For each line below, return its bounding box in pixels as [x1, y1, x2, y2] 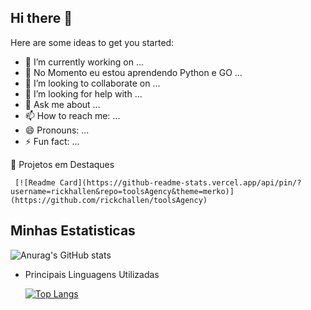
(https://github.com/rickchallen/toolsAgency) [10, 195, 208, 205]
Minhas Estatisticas [10, 222, 136, 240]
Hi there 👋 [10, 10, 73, 27]
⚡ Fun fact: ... [24, 135, 80, 147]
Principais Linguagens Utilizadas [24, 268, 160, 280]
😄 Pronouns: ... [24, 124, 90, 136]
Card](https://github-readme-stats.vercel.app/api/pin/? [59, 177, 302, 188]
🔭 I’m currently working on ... [24, 56, 144, 68]
